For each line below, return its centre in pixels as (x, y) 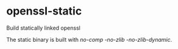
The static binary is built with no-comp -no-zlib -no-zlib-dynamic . (89, 39)
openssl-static (44, 11)
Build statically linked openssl (43, 28)
